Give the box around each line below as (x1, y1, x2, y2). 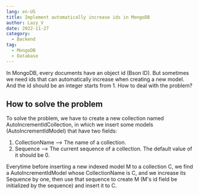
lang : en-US (6, 8, 36, 15)
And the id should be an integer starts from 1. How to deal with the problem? (6, 81, 193, 89)
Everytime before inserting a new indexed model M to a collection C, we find (6, 163, 193, 170)
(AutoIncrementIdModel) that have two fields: (6, 127, 118, 134)
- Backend (11, 36, 36, 42)
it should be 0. (14, 152, 50, 159)
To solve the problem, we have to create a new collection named (6, 115, 165, 122)
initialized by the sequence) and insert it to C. (6, 182, 117, 189)
